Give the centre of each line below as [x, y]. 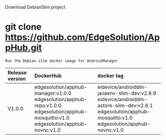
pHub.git [23, 48]
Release [17, 72]
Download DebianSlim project [35, 7]
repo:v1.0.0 [48, 105]
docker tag [110, 76]
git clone [23, 27]
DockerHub [48, 76]
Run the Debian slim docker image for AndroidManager [62, 61]
